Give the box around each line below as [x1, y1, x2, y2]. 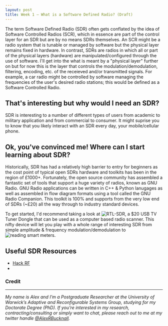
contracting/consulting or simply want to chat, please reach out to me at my [5, 310, 162, 316]
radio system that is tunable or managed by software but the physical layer [5, 42, 159, 48]
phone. [5, 128, 20, 134]
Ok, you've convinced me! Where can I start [5, 142, 145, 151]
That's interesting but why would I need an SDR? [5, 99, 159, 107]
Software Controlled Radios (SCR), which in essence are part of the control [5, 31, 160, 37]
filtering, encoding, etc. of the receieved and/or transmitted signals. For [5, 68, 152, 74]
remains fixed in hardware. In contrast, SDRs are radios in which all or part [5, 47, 158, 53]
